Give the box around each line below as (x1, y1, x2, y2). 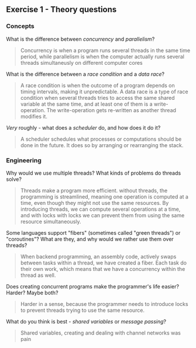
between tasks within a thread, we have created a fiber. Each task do (20, 259, 187, 266)
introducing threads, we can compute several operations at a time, (20, 206, 181, 213)
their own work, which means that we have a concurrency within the (20, 265, 185, 272)
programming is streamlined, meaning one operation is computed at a (20, 193, 189, 200)
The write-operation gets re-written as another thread (46, 106, 177, 113)
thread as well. (20, 272, 56, 279)
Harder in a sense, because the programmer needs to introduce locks (20, 300, 188, 307)
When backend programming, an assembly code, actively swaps (20, 253, 177, 260)
